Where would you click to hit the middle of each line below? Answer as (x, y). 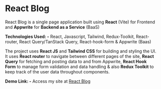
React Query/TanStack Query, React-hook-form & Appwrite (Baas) (85, 41)
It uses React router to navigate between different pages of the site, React (80, 56)
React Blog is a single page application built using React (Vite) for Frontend (80, 22)
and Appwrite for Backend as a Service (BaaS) (52, 27)
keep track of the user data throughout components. (57, 71)
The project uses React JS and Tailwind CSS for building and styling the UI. (81, 51)
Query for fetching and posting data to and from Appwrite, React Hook (76, 61)
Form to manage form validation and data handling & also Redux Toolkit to (80, 67)
